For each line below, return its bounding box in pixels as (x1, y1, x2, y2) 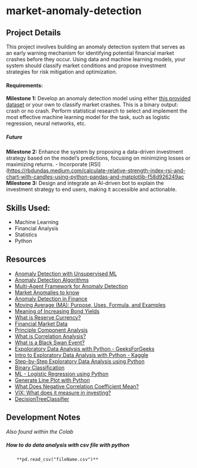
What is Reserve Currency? (14, 314, 81, 321)
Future (6, 133, 22, 140)
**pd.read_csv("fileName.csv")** (16, 456, 99, 462)
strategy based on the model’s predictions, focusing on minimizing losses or (6, 154, 191, 162)
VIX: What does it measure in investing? (14, 389, 111, 396)
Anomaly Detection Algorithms (14, 276, 89, 284)
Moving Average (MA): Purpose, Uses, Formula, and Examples (14, 301, 166, 308)
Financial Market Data (14, 320, 68, 327)
